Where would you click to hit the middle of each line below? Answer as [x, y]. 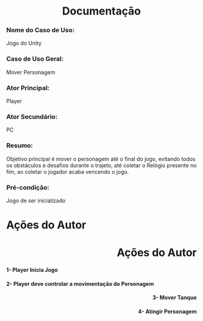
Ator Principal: [28, 88]
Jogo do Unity [24, 43]
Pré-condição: [28, 187]
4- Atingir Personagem [167, 311]
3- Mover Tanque [175, 297]
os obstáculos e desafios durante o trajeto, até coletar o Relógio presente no [101, 165]
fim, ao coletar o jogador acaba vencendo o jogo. [68, 171]
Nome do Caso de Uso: [40, 30]
